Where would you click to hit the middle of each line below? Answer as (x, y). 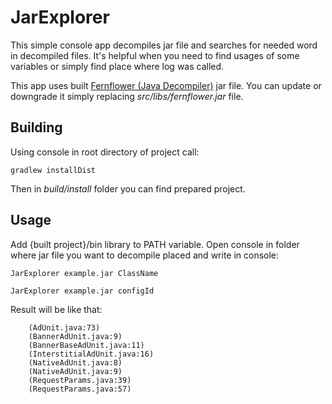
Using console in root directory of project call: (105, 152)
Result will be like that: (56, 309)
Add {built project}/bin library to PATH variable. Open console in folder (155, 244)
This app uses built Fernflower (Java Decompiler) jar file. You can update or (166, 85)
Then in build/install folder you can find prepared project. (128, 188)
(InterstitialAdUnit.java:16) (91, 354)
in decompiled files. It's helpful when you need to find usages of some (155, 55)
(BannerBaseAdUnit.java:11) (86, 345)
